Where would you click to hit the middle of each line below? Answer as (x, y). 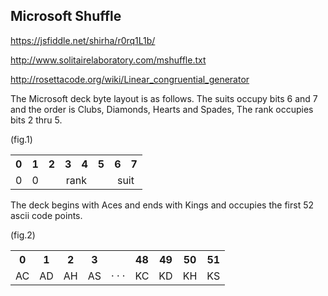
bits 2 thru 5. (36, 120)
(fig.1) (21, 139)
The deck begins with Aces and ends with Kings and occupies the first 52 (162, 205)
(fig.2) (23, 235)
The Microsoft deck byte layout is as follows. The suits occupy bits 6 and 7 (164, 98)
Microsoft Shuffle (66, 16)
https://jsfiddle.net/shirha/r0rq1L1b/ (83, 40)
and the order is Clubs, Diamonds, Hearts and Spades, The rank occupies (162, 109)
